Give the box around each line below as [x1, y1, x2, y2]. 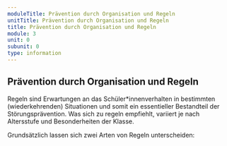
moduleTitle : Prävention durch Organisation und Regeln [7, 10, 175, 18]
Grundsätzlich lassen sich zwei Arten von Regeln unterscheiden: [7, 130, 195, 139]
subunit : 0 [7, 43, 40, 50]
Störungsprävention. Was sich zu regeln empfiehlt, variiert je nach [7, 109, 200, 118]
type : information [7, 50, 62, 57]
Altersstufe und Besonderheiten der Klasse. [7, 117, 134, 126]
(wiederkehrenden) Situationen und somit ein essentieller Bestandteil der [7, 102, 220, 110]
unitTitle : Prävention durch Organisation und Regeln [7, 17, 170, 24]
